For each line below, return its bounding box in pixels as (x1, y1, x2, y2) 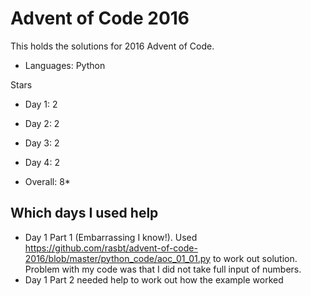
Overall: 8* (24, 175, 71, 187)
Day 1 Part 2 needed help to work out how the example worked (24, 273, 284, 286)
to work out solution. (212, 252, 298, 264)
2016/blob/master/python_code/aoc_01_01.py (24, 252, 211, 264)
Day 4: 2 (24, 156, 60, 168)
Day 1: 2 (24, 98, 58, 110)
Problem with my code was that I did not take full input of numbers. (24, 263, 302, 275)
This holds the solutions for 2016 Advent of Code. (10, 40, 215, 52)
